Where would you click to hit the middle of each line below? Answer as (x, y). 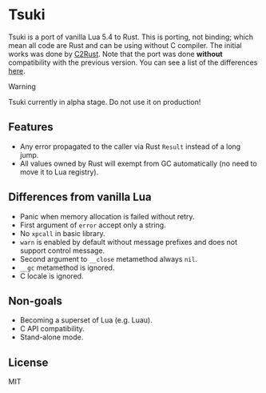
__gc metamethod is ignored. (67, 267)
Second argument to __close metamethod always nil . (109, 259)
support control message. (62, 251)
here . (17, 70)
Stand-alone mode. (52, 337)
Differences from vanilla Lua (80, 197)
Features (31, 127)
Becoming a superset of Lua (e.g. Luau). (86, 320)
